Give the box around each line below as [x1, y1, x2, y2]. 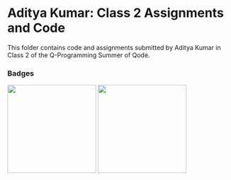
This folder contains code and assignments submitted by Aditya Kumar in [7, 43, 221, 52]
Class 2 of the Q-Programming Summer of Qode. [7, 51, 150, 59]
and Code [7, 20, 66, 36]
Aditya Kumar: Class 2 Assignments [7, 5, 225, 21]
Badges [7, 68, 34, 78]
